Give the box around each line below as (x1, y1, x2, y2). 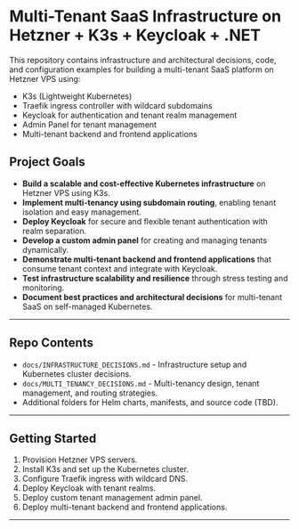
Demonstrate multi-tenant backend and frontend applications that (21, 254, 271, 264)
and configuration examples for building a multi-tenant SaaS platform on (9, 64, 274, 75)
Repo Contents (9, 336, 93, 351)
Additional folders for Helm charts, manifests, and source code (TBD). (21, 396, 279, 407)
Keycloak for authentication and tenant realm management (21, 110, 238, 120)
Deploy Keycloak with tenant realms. (21, 483, 157, 493)
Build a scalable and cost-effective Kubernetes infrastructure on (21, 178, 266, 189)
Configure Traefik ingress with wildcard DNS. (21, 474, 189, 484)
